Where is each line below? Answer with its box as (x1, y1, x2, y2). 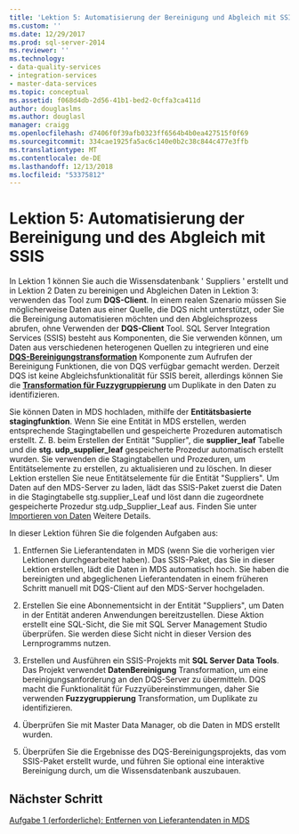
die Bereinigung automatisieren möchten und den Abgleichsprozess (9, 313, 258, 325)
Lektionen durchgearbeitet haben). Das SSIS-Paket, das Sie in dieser (21, 555, 275, 565)
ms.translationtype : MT (9, 145, 98, 154)
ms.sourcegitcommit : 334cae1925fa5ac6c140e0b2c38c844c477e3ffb (9, 137, 249, 146)
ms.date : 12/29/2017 (9, 29, 86, 38)
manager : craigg (9, 121, 69, 130)
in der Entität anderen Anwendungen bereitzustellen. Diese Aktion (21, 610, 264, 620)
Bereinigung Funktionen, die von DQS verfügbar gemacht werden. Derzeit (9, 361, 280, 372)
